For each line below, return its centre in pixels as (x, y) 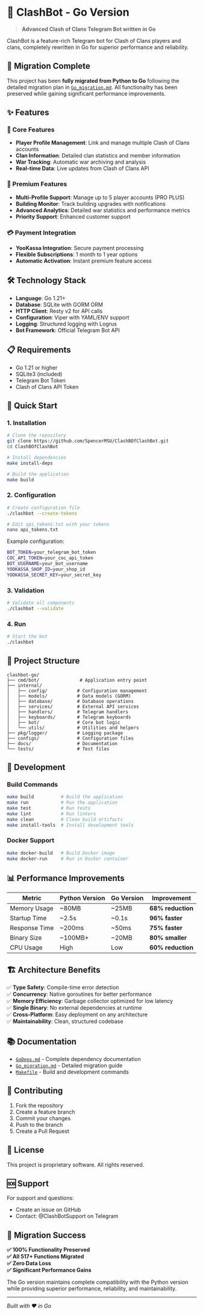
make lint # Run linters (52, 814)
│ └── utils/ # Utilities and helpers (73, 728)
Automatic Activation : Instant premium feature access (84, 261)
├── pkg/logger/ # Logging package (65, 733)
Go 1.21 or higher (36, 367)
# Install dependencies (37, 457)
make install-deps (30, 463)
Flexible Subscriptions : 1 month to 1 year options (77, 255)
